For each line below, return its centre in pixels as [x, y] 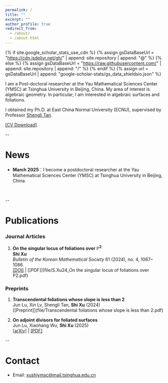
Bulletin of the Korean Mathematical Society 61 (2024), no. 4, [76, 259]
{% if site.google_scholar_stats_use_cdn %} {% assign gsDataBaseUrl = [80, 52]
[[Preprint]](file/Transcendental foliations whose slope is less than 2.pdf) [88, 310]
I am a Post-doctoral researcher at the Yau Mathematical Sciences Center [81, 83]
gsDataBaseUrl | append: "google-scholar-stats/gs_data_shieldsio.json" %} [83, 74]
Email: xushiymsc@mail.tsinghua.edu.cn [54, 375]
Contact [22, 361]
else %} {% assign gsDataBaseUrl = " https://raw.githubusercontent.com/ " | [83, 63]
